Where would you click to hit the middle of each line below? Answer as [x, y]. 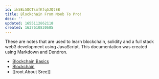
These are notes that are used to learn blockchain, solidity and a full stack [79, 41]
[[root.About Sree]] [31, 72]
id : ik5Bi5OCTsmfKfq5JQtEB [33, 10]
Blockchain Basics [31, 61]
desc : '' [14, 19]
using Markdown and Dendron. [36, 52]
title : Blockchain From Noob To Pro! [44, 14]
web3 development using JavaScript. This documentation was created [76, 47]
